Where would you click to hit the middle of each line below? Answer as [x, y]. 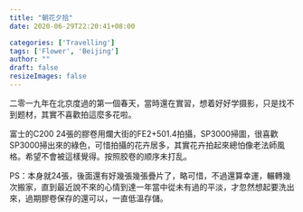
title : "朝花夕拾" [42, 18]
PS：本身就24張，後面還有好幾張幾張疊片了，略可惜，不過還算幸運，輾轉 [146, 175]
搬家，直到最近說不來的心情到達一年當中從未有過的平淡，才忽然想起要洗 [151, 187]
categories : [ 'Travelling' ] [62, 43]
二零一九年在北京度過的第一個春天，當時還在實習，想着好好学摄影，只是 [144, 103]
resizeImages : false [48, 77]
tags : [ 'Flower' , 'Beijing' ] [64, 51]
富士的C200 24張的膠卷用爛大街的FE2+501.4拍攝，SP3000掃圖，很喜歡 [144, 133]
